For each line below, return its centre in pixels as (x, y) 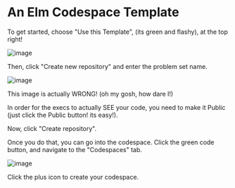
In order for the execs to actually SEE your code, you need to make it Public (116, 107)
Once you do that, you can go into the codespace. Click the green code (111, 142)
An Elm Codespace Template (93, 12)
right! (15, 39)
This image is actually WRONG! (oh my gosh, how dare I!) (90, 94)
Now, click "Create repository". (52, 128)
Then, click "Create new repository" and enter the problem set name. (107, 66)
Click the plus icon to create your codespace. (73, 177)
